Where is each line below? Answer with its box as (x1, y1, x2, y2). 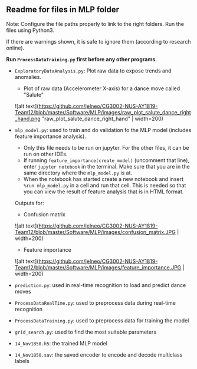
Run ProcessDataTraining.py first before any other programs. (6, 55, 157, 62)
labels (14, 357, 29, 364)
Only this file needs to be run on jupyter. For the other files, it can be (23, 144, 190, 151)
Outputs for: (14, 199, 44, 206)
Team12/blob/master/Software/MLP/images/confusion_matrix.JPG (14, 228, 176, 235)
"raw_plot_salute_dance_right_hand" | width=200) (42, 115, 164, 122)
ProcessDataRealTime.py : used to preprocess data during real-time (14, 299, 176, 306)
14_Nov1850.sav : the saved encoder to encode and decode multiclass (14, 351, 183, 358)
